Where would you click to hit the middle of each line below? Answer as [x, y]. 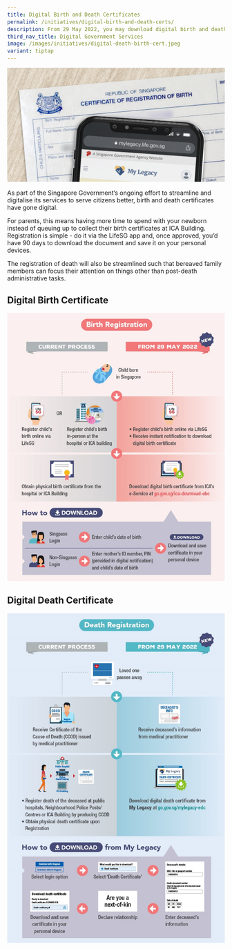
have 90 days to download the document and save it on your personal [107, 243]
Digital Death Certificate [60, 601]
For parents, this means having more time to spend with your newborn [107, 221]
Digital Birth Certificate [58, 300]
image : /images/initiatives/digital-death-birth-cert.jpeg [94, 44]
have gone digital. [32, 208]
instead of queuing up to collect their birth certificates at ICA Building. [106, 229]
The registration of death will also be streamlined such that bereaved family [115, 264]
